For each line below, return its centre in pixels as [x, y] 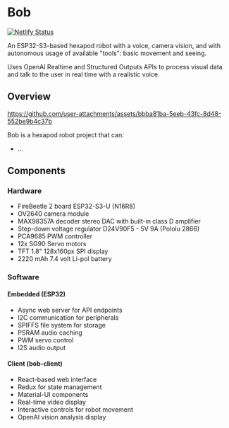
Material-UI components [53, 394]
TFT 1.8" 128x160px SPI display [63, 251]
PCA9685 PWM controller [55, 236]
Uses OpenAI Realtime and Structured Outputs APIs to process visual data [115, 66]
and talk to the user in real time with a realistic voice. [83, 74]
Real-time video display [52, 402]
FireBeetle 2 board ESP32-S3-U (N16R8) [76, 207]
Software [24, 277]
